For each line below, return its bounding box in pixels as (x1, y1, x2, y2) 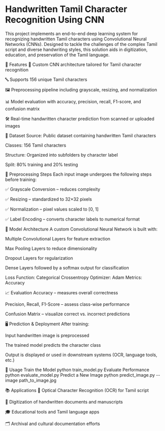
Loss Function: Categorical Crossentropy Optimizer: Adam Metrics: (5, 274, 143, 280)
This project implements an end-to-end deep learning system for (5, 30, 138, 36)
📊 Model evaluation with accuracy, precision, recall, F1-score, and (5, 98, 142, 104)
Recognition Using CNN (5, 14, 105, 25)
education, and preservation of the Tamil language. (5, 51, 110, 58)
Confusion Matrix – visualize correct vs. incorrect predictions (5, 311, 130, 317)
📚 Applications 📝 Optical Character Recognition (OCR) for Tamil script (5, 387, 149, 393)
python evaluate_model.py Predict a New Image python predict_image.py (5, 372, 155, 378)
